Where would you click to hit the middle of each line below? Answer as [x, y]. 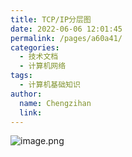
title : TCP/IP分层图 [51, 19]
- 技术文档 [39, 57]
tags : [21, 76]
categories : [35, 47]
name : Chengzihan [55, 103]
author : [26, 94]
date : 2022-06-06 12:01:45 [66, 29]
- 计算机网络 [43, 66]
